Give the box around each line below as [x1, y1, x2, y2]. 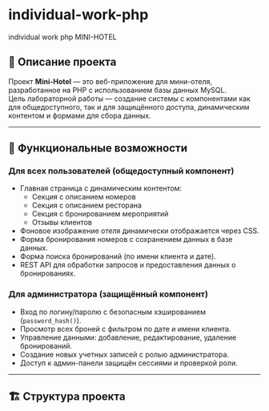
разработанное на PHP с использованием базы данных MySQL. [8, 85, 227, 95]
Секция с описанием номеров [31, 192, 136, 202]
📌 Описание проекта [8, 55, 117, 69]
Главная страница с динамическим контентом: [19, 183, 183, 193]
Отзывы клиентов [31, 218, 92, 228]
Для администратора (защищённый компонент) [8, 288, 208, 300]
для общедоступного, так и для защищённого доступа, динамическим [8, 102, 250, 111]
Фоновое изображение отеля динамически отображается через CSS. [19, 226, 260, 236]
